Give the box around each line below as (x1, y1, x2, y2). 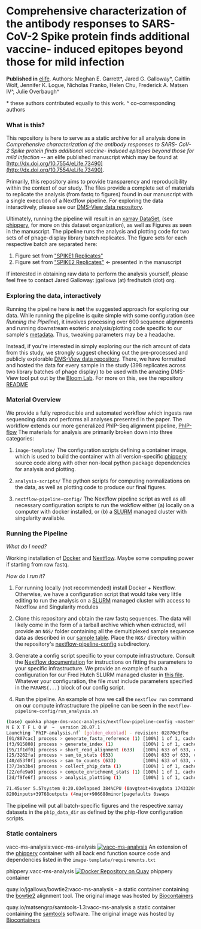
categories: (6, 434, 34, 442)
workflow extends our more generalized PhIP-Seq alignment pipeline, (6, 422, 178, 429)
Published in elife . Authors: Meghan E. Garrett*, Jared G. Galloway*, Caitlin (6, 75, 190, 82)
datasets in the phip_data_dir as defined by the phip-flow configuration (6, 808, 183, 816)
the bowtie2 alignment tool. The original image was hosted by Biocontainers (6, 892, 193, 899)
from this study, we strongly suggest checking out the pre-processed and (6, 349, 188, 356)
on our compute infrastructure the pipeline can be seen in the (14, 702, 167, 709)
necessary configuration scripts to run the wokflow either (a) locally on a (14, 501, 194, 508)
